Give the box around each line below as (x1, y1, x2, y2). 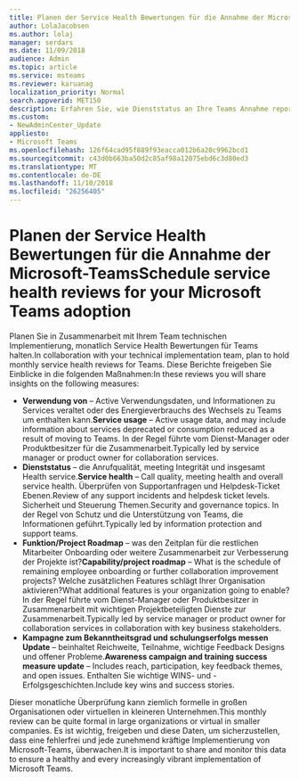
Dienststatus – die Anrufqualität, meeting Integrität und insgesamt (21, 461, 265, 473)
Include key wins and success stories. (95, 679, 235, 690)
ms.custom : (9, 112, 50, 121)
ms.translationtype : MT (9, 162, 98, 171)
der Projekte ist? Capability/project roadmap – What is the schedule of (21, 556, 281, 567)
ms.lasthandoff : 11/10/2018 (9, 179, 114, 188)
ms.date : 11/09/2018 (9, 46, 86, 55)
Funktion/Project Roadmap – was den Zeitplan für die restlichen (21, 537, 259, 548)
